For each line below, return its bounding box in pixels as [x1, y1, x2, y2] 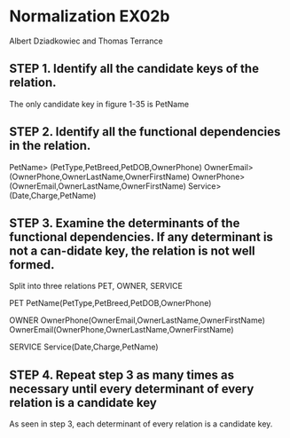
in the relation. [9, 138, 91, 153]
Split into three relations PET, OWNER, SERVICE [9, 281, 184, 292]
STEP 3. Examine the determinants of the [9, 215, 240, 231]
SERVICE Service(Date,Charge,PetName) [9, 341, 159, 352]
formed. [9, 257, 55, 272]
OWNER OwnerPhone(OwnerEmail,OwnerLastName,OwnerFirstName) [9, 315, 266, 325]
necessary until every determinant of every [9, 381, 255, 396]
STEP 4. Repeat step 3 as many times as [9, 367, 235, 382]
